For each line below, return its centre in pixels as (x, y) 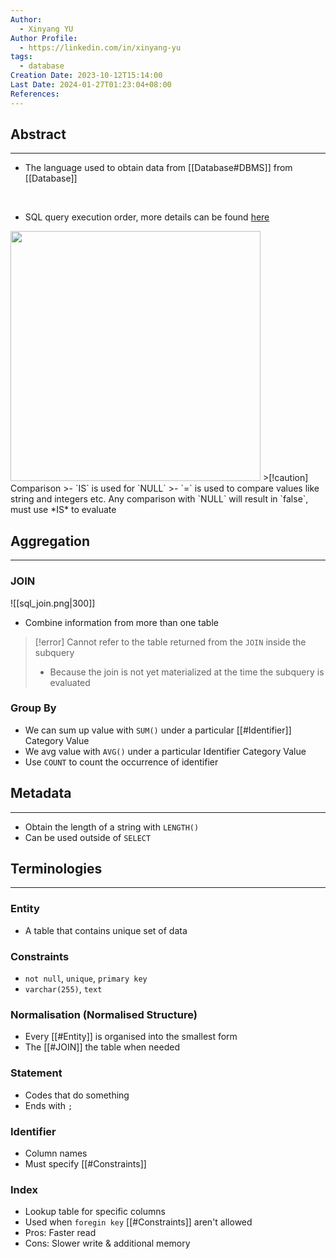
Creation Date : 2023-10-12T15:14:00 (86, 76)
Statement (36, 1073)
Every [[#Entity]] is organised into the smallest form (131, 1037)
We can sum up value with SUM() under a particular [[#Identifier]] (158, 730)
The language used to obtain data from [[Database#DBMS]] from (158, 168)
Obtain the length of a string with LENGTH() (112, 827)
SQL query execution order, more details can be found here (147, 217)
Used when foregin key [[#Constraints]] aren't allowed (138, 1222)
